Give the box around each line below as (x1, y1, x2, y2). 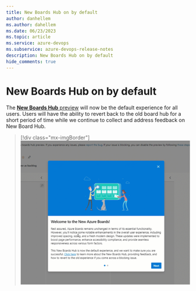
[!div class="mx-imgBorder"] (20, 134, 90, 141)
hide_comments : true (6, 58, 57, 64)
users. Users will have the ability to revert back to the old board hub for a (6, 110, 181, 117)
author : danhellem (6, 15, 51, 22)
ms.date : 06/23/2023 (6, 28, 57, 34)
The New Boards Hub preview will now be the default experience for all (6, 104, 178, 111)
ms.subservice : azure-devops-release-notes (6, 47, 114, 53)
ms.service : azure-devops (6, 40, 69, 46)
